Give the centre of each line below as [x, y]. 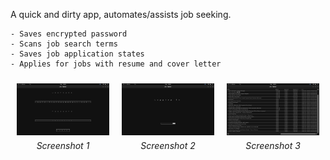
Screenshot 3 [273, 146]
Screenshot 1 [63, 146]
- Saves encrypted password [69, 34]
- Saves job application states [77, 54]
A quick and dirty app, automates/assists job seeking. [121, 14]
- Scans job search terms [64, 44]
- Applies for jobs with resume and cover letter [116, 64]
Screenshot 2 [168, 146]
